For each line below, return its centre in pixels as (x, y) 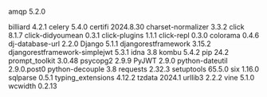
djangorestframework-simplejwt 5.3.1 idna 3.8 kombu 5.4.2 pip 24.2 (119, 52)
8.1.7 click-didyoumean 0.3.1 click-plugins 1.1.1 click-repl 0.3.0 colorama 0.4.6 (134, 35)
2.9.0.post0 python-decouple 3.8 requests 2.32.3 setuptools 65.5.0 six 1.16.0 (134, 69)
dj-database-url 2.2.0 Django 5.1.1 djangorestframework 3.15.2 (110, 44)
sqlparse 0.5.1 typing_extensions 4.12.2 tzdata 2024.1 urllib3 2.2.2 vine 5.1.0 (132, 78)
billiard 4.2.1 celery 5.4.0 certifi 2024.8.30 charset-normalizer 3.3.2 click (126, 27)
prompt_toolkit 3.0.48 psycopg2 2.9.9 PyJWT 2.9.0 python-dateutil (118, 60)
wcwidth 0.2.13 (33, 86)
